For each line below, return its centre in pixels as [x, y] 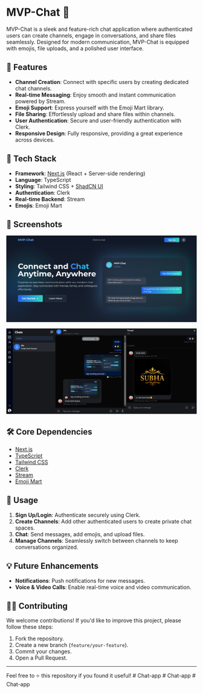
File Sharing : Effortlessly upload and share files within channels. [95, 114]
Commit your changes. [43, 652]
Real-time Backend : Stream [50, 199]
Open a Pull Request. [41, 658]
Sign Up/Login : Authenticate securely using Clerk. [78, 515]
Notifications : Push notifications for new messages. [80, 580]
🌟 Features [27, 67]
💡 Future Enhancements [52, 566]
